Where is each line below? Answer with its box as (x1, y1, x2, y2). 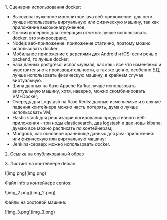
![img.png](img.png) (5, 170, 46, 176)
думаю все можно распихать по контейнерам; (12, 125, 113, 131)
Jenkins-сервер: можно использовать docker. (12, 141, 111, 147)
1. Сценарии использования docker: (5, 4, 81, 10)
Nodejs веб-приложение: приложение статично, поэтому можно (12, 40, 151, 46)
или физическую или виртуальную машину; (12, 136, 106, 142)
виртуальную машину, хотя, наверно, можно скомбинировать (12, 88, 146, 94)
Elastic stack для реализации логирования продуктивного (12, 115, 136, 120)
